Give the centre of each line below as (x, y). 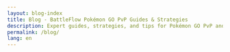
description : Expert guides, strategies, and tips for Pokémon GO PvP (110, 26)
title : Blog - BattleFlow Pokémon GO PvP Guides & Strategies (98, 20)
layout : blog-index (35, 13)
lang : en (20, 38)
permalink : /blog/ (33, 32)
